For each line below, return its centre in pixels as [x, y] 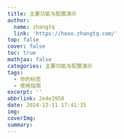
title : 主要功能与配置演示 [42, 14]
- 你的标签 [27, 79]
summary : [20, 125]
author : [19, 20]
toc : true [22, 53]
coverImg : [22, 118]
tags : [15, 72]
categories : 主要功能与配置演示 [50, 66]
